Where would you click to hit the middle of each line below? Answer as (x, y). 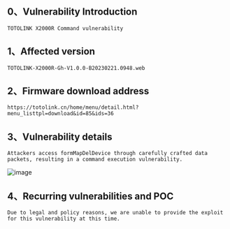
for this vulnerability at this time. (64, 219)
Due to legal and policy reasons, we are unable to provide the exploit (115, 213)
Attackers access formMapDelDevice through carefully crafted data (108, 154)
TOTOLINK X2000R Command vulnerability (65, 28)
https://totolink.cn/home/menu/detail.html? (73, 108)
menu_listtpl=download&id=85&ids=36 (60, 114)
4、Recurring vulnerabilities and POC (91, 196)
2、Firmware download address (78, 91)
